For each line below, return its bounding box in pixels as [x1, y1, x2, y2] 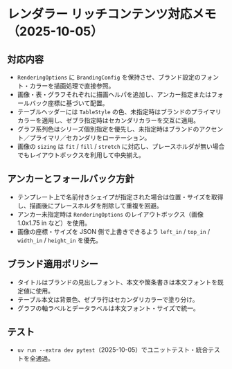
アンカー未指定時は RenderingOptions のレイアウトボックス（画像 [17, 210, 204, 218]
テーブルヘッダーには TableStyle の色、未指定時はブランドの [17, 108, 192, 116]
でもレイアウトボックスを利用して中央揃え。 [17, 151, 145, 159]
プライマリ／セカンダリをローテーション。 [29, 134, 151, 142]
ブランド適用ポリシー [7, 258, 98, 270]
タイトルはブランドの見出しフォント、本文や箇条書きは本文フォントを [17, 278, 218, 286]
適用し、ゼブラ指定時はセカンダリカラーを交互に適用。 [41, 116, 199, 125]
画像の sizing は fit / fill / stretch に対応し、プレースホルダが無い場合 [17, 143, 225, 150]
